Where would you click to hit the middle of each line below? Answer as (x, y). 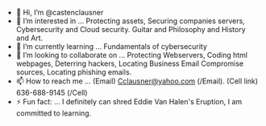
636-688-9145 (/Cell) (52, 93)
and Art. (29, 38)
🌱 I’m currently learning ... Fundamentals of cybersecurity (112, 47)
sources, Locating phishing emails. (74, 72)
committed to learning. (54, 113)
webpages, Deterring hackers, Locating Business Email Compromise (130, 63)
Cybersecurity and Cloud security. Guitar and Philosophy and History (131, 29)
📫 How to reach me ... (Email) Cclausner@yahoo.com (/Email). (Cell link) (137, 81)
